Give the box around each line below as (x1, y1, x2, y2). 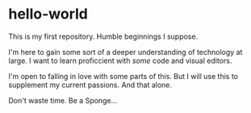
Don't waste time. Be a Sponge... (8, 95, 118, 105)
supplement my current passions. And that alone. (8, 80, 172, 90)
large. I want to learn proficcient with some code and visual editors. (8, 56, 232, 65)
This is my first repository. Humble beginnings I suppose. (8, 31, 199, 41)
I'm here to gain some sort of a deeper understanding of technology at (8, 47, 243, 56)
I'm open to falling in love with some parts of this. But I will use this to (8, 71, 239, 81)
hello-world (8, 5, 89, 23)
